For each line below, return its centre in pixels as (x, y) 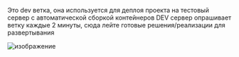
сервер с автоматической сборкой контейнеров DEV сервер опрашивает (119, 18)
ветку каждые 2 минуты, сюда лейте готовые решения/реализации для (116, 25)
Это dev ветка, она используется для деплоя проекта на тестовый (108, 10)
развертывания (31, 32)
